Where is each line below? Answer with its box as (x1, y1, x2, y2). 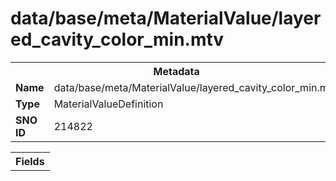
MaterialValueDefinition (53, 97, 164, 111)
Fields (15, 154, 45, 168)
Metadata (153, 64, 200, 78)
